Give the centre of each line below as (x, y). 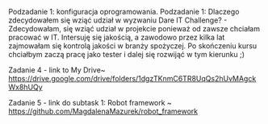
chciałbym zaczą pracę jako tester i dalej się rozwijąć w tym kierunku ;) (126, 54)
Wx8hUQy (25, 87)
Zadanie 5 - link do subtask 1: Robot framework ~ (90, 103)
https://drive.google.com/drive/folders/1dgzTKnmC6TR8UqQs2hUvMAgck (132, 79)
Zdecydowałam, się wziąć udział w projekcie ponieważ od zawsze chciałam (134, 29)
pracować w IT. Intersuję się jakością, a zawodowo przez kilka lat (117, 37)
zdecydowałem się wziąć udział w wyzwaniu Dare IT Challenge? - (118, 20)
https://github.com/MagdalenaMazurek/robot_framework (103, 111)
